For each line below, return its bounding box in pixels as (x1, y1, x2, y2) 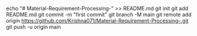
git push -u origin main (6, 23, 61, 30)
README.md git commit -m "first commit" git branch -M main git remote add (6, 11, 192, 18)
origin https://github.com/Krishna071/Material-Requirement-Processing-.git (6, 17, 189, 24)
